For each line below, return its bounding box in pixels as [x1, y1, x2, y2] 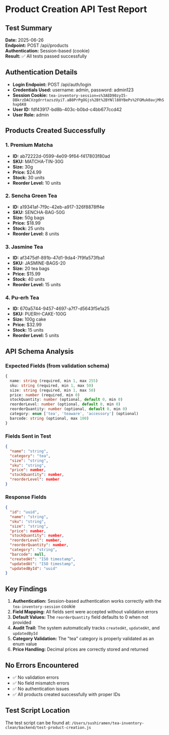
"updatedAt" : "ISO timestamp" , [10, 561, 76, 566]
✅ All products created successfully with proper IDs [12, 691, 121, 697]
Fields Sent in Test [5, 433, 51, 440]
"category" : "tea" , [10, 453, 51, 458]
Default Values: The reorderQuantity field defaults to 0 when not [12, 614, 149, 620]
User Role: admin [12, 112, 49, 118]
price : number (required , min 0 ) [10, 392, 80, 397]
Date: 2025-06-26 [5, 37, 44, 43]
